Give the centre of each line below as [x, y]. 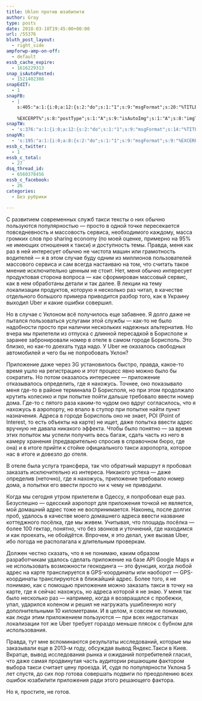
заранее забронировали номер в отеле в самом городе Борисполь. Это [99, 340]
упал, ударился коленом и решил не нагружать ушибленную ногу [91, 604]
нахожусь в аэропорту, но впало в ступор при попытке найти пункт [93, 409]
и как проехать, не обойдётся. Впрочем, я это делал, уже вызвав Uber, [98, 535]
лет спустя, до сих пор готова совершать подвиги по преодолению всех [100, 673]
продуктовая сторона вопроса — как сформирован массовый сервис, [97, 277]
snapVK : [16, 135]
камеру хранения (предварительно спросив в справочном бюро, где [96, 441]
